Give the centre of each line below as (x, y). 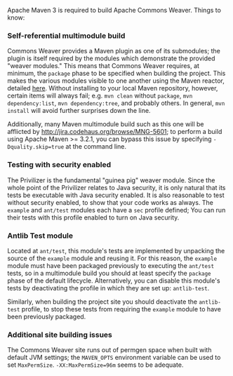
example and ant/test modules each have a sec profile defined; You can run (116, 210)
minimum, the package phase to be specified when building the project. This (116, 74)
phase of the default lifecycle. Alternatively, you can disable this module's (114, 281)
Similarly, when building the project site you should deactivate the (102, 302)
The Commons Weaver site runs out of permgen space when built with (109, 350)
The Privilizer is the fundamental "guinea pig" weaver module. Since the (111, 180)
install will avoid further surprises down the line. (79, 111)
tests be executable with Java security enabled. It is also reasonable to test (116, 195)
